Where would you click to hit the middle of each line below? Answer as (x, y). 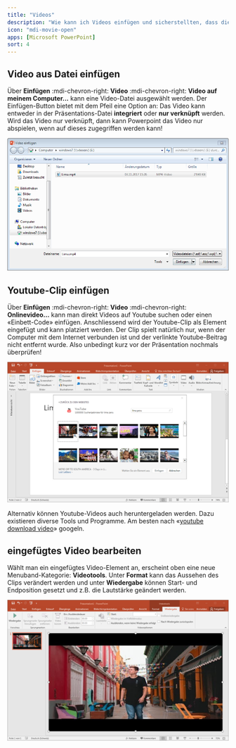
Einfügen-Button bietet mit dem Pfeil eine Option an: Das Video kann (106, 106)
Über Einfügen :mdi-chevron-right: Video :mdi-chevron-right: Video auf (112, 91)
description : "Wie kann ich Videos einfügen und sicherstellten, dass (113, 22)
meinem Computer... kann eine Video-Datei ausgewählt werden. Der (107, 98)
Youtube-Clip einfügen (59, 290)
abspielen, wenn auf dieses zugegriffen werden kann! (85, 128)
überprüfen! (25, 352)
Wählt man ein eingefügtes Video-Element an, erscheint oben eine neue (111, 568)
